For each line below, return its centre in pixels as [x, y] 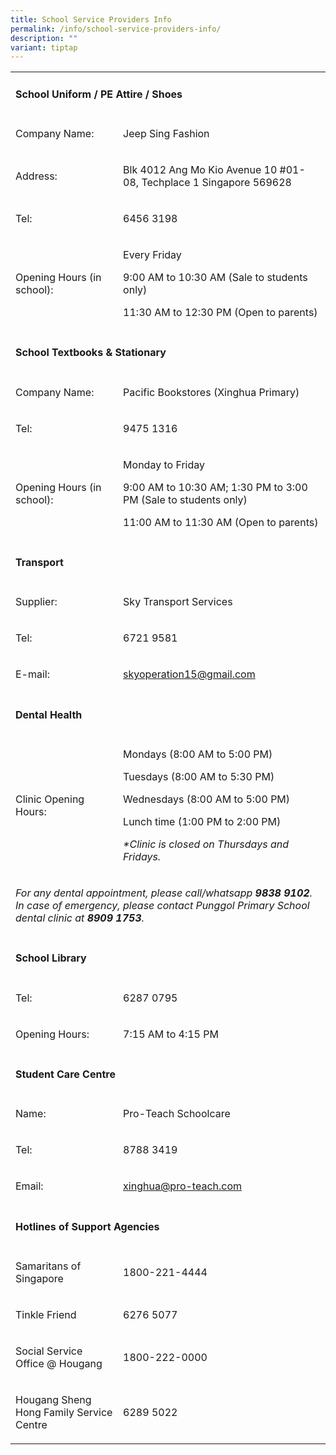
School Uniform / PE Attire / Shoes [99, 94]
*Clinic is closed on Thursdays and [206, 844]
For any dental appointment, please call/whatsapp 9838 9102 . [164, 893]
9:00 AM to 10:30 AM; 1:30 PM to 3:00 [215, 487]
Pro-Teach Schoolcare [177, 1114]
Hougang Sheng [53, 1399]
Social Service [49, 1351]
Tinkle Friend [46, 1314]
